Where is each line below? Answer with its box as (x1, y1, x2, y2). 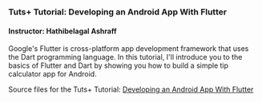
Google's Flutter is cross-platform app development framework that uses (8, 44, 249, 53)
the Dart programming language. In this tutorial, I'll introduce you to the (8, 53, 243, 62)
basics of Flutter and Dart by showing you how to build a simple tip (8, 61, 229, 70)
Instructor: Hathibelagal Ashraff (8, 26, 118, 36)
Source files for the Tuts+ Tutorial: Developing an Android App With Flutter (8, 84, 254, 94)
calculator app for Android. (8, 69, 98, 79)
